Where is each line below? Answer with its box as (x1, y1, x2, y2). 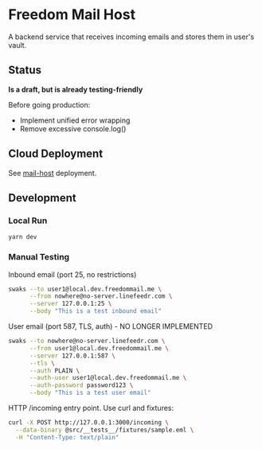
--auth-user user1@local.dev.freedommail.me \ (29, 374, 187, 382)
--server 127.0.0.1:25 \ (29, 300, 112, 308)
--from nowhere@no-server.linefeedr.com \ (29, 292, 173, 300)
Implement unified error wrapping (19, 115, 131, 125)
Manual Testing (8, 252, 70, 263)
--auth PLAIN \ (29, 366, 80, 375)
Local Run (8, 215, 48, 226)
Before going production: (8, 100, 91, 109)
